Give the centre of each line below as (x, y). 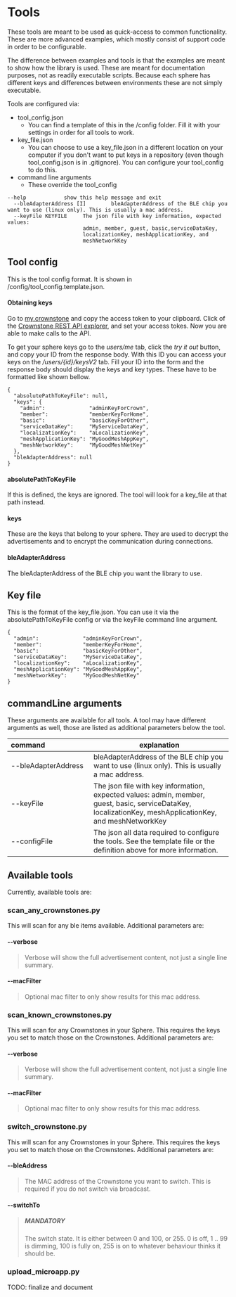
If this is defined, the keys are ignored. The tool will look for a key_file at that (117, 495)
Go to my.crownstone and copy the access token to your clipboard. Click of (117, 318)
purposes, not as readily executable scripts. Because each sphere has (109, 75)
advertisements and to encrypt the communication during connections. (110, 542)
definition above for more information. (156, 850)
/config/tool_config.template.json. (56, 286)
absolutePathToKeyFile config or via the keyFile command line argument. (112, 620)
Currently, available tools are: (50, 892)
